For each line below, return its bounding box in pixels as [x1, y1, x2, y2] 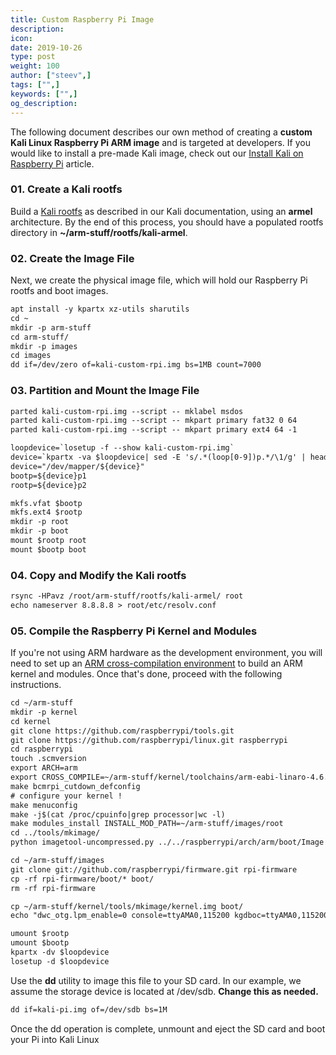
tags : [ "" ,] [10, 80, 60, 90]
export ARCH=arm [10, 763, 78, 773]
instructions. [10, 679, 62, 691]
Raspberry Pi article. [10, 157, 95, 170]
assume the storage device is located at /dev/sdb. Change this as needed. [10, 985, 319, 997]
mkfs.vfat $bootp [10, 498, 83, 508]
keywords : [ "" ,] [10, 89, 78, 99]
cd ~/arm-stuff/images [10, 856, 105, 866]
